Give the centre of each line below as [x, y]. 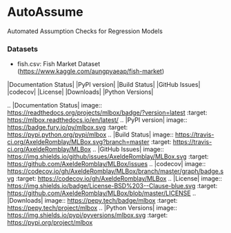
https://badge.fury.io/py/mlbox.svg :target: [68, 128]
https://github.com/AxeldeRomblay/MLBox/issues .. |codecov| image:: [107, 164]
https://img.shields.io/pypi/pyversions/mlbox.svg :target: [87, 215]
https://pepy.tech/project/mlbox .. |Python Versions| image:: [92, 208]
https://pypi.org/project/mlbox [50, 223]
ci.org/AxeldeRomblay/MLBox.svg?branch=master [78, 142]
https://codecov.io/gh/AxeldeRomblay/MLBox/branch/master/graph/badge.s [115, 171]
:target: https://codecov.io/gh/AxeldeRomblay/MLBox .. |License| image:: [119, 179]
